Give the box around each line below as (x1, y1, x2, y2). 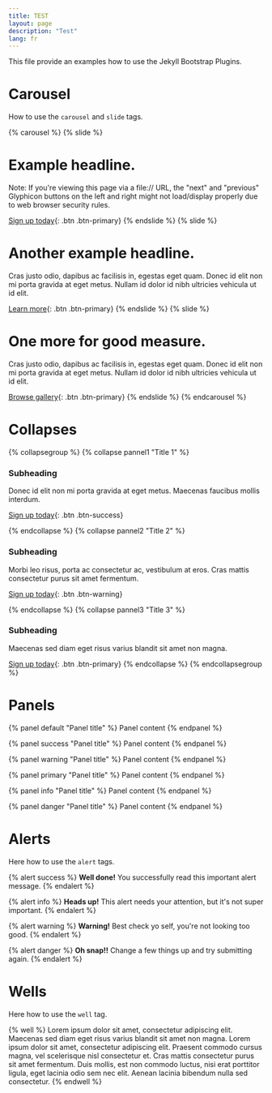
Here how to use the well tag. (8, 1009, 108, 1018)
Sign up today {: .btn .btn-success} (8, 510, 124, 520)
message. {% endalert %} (8, 881, 95, 890)
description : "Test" (8, 27, 79, 35)
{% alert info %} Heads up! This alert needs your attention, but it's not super (8, 897, 264, 907)
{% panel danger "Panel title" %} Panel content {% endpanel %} (8, 801, 223, 811)
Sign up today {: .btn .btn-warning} (8, 589, 123, 598)
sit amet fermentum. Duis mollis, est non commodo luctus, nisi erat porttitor (8, 1059, 260, 1069)
